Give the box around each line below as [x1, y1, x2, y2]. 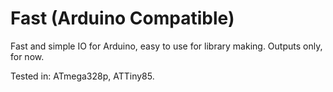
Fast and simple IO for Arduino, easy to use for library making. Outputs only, [10, 40, 323, 52]
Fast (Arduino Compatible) [10, 7, 235, 30]
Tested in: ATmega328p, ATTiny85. [10, 70, 155, 82]
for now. [10, 50, 45, 62]
